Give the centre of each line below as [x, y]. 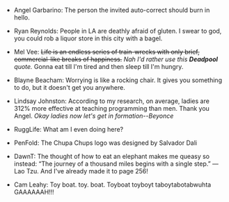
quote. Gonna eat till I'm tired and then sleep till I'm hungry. [98, 67]
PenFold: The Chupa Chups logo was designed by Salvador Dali [105, 143]
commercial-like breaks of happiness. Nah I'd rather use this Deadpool [116, 59]
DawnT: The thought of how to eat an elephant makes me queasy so [112, 156]
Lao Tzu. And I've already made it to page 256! [81, 171]
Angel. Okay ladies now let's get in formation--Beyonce [94, 116]
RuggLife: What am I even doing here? [69, 129]
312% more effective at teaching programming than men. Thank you [112, 108]
